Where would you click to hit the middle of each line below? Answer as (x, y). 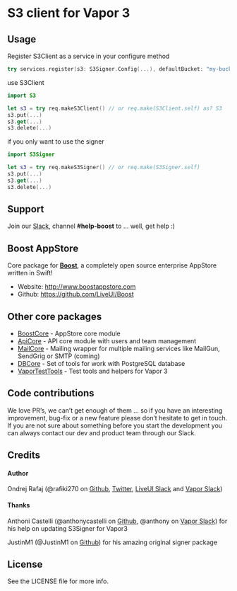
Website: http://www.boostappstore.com (77, 287)
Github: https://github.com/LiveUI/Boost (75, 294)
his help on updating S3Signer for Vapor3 (68, 528)
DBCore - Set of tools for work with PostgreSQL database (101, 364)
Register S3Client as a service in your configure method (89, 56)
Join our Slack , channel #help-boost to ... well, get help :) (91, 226)
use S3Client (26, 82)
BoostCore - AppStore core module (69, 333)
